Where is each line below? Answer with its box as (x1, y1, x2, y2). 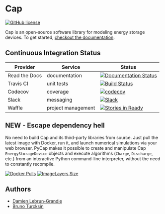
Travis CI (7, 80, 28, 87)
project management (46, 104, 95, 111)
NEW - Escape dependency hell (5, 121, 105, 130)
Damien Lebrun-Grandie (12, 198, 62, 204)
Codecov (7, 88, 29, 95)
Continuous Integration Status (5, 49, 101, 57)
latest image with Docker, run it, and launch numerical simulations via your (5, 140, 158, 146)
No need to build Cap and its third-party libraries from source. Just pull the (5, 134, 158, 140)
